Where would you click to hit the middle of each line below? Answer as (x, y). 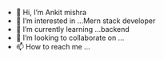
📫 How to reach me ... (53, 47)
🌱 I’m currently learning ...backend (72, 29)
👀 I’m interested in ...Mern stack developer (86, 21)
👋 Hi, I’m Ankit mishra (51, 12)
